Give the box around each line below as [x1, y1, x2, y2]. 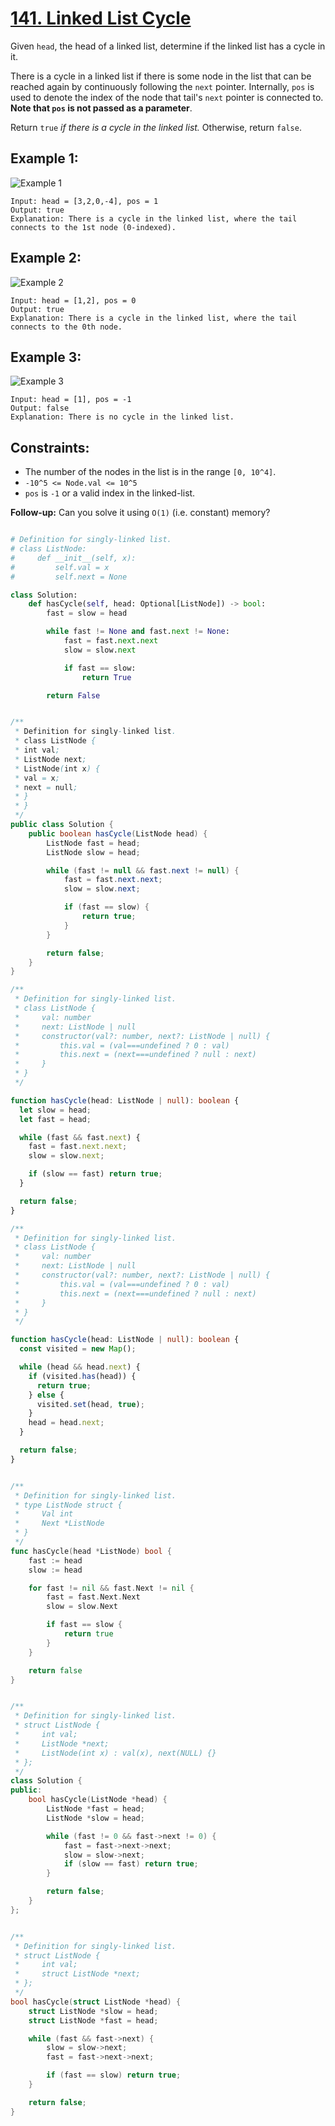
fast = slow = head [46, 608, 128, 619]
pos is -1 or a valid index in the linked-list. [24, 487, 196, 499]
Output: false [10, 403, 70, 414]
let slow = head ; [19, 1105, 92, 1115]
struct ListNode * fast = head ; [28, 2015, 159, 2026]
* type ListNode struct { [14, 1500, 123, 1510]
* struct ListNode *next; [14, 1969, 141, 1979]
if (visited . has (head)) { [28, 1371, 137, 1381]
